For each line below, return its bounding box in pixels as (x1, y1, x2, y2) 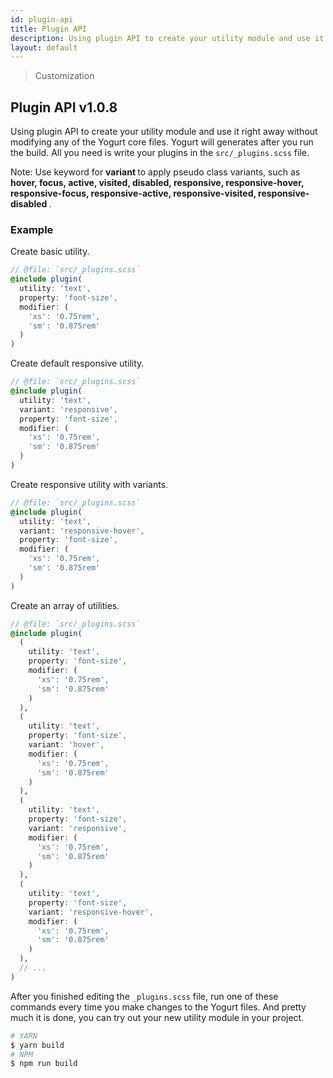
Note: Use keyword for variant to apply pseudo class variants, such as (10, 166, 301, 178)
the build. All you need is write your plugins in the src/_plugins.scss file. (10, 147, 310, 159)
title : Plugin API (10, 24, 87, 34)
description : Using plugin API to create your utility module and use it (10, 33, 325, 43)
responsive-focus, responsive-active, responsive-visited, (10, 187, 257, 200)
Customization (34, 70, 95, 82)
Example (10, 222, 54, 236)
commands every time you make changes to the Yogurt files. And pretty (10, 1001, 307, 1013)
